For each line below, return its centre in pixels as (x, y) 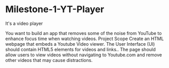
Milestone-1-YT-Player (55, 9)
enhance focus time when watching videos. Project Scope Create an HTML (84, 39)
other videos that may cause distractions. (49, 60)
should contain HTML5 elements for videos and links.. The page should (81, 49)
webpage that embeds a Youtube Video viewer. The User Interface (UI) (80, 44)
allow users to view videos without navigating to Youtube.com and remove (84, 55)
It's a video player (24, 23)
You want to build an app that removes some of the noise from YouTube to (84, 33)
